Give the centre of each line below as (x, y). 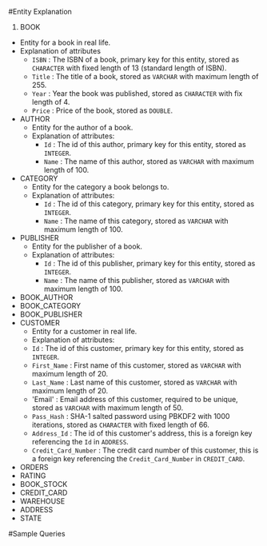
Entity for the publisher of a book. (87, 246)
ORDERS (34, 467)
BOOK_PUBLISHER (51, 314)
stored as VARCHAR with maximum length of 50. (108, 408)
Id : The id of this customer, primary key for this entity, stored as (138, 348)
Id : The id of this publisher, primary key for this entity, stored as (149, 263)
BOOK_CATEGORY (50, 306)
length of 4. (51, 102)
